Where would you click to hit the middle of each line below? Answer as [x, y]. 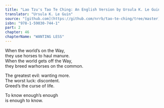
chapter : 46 [17, 32]
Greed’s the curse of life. [30, 86]
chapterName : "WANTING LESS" [35, 37]
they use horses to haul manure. [37, 55]
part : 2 [13, 28]
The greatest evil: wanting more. [38, 75]
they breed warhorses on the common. [44, 66]
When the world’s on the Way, [35, 50]
